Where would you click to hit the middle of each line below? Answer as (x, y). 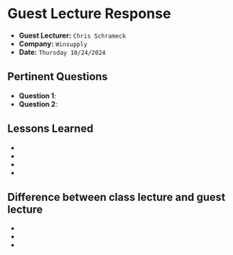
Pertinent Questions (58, 76)
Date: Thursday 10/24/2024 (62, 52)
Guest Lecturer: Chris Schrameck (72, 35)
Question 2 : (38, 104)
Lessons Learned (50, 129)
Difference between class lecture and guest (116, 197)
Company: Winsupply (53, 43)
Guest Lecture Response (89, 14)
